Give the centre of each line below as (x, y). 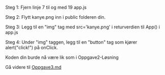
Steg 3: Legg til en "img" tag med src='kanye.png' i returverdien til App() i (83, 27)
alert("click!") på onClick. (32, 47)
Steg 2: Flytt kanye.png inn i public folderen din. (56, 17)
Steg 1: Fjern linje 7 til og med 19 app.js (46, 7)
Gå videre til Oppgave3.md (33, 67)
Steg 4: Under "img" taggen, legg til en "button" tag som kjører (71, 42)
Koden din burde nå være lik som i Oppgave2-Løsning (62, 57)
